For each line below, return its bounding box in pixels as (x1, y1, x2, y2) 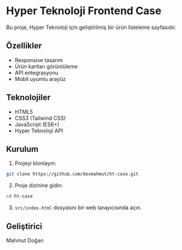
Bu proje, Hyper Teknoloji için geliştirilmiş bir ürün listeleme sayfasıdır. (6, 24, 177, 31)
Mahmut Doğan (6, 236, 44, 243)
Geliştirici (6, 221, 43, 231)
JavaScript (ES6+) (14, 121, 60, 128)
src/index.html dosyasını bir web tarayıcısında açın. (14, 204, 142, 211)
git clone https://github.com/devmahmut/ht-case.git (6, 171, 139, 177)
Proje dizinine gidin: (14, 182, 63, 189)
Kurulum (6, 144, 39, 154)
